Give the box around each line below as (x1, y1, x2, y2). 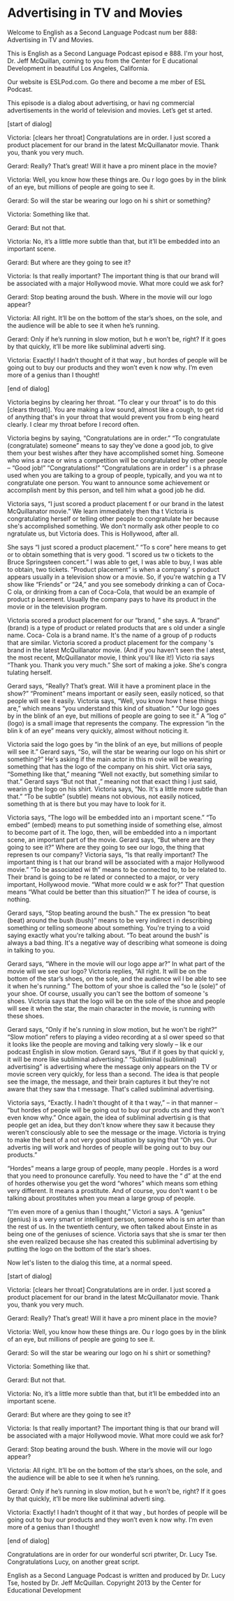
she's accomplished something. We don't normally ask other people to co (7, 522, 219, 530)
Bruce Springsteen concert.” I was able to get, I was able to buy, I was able (7, 557, 223, 566)
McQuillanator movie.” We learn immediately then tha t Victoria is (7, 507, 194, 515)
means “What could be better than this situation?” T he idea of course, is (7, 887, 217, 896)
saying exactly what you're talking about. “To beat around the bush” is (7, 931, 210, 939)
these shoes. (7, 1011, 45, 1020)
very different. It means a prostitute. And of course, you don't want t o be (7, 1186, 218, 1194)
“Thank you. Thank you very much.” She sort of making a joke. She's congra (7, 660, 227, 669)
